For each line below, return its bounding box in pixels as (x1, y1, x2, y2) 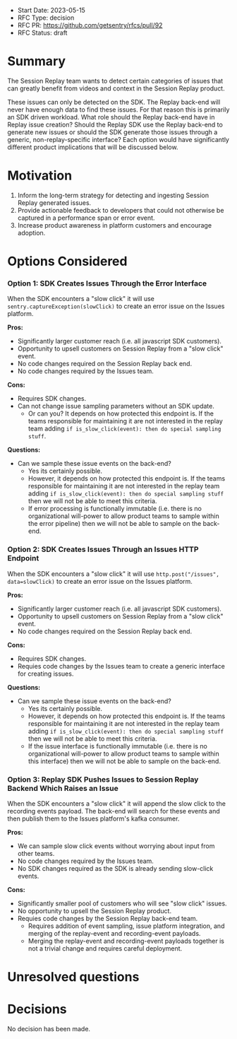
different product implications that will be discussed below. (7, 143, 178, 151)
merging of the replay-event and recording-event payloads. (28, 929, 201, 937)
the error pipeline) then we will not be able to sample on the (28, 519, 202, 528)
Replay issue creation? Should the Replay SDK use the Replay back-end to (7, 120, 224, 129)
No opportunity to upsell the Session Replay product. (17, 906, 171, 915)
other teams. (17, 849, 55, 857)
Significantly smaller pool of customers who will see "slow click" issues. (17, 899, 227, 908)
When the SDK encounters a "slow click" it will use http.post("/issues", (7, 569, 220, 578)
